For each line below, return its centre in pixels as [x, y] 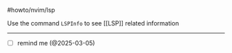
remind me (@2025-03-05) [56, 43]
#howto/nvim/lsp [31, 10]
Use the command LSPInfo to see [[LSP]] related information [93, 23]
